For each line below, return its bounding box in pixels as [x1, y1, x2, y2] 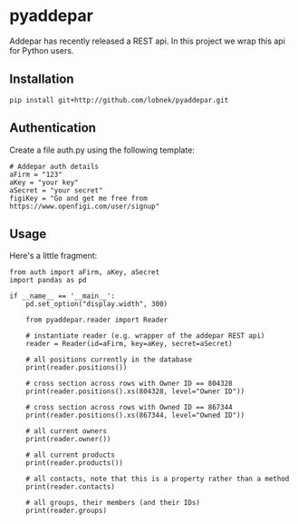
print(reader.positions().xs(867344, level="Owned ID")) [25, 410, 245, 420]
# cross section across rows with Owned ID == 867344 [25, 403, 233, 412]
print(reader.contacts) [25, 482, 116, 491]
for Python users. [9, 44, 74, 55]
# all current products [25, 450, 116, 460]
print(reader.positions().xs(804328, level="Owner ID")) [25, 387, 245, 396]
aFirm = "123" [9, 170, 63, 179]
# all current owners [25, 427, 107, 436]
